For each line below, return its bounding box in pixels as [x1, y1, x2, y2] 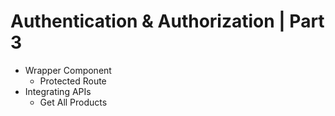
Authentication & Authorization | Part [10, 10, 325, 33]
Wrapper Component [24, 64, 112, 76]
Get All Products [39, 96, 108, 108]
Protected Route [39, 75, 107, 87]
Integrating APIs [24, 85, 92, 97]
